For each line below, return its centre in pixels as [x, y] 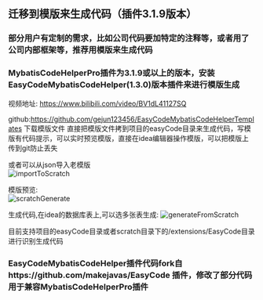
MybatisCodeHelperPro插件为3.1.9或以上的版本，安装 [111, 73]
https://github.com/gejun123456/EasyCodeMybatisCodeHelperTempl [142, 119]
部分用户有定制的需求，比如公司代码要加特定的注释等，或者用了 [129, 38]
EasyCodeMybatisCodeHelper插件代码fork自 [95, 263]
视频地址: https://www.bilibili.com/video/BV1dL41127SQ [97, 103]
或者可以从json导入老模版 [49, 164]
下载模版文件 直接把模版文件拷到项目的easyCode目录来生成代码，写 [134, 128]
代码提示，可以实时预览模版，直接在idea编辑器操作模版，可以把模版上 [135, 138]
